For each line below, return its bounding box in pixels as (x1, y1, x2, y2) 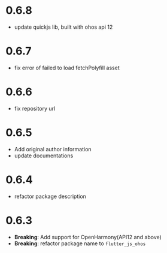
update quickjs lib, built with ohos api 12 (14, 23, 113, 31)
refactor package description (14, 193, 86, 200)
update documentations (14, 152, 74, 159)
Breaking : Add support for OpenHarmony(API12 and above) (14, 233, 162, 240)
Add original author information (14, 145, 92, 153)
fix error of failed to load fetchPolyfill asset (14, 64, 120, 71)
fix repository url (14, 105, 56, 112)
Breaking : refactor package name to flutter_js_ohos (14, 240, 146, 247)
